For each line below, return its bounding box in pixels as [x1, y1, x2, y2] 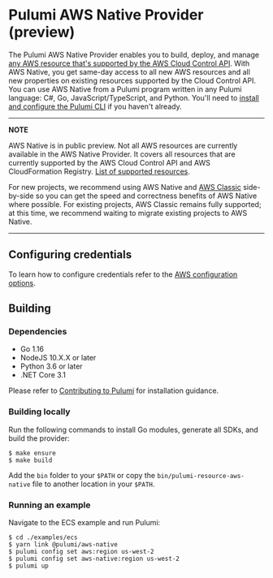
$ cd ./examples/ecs [8, 533, 79, 541]
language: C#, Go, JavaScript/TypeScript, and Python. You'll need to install [8, 93, 260, 102]
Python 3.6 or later [19, 361, 83, 371]
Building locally [8, 406, 71, 417]
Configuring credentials [8, 248, 132, 261]
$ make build [8, 456, 53, 464]
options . [8, 278, 37, 287]
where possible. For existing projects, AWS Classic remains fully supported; [8, 199, 262, 209]
